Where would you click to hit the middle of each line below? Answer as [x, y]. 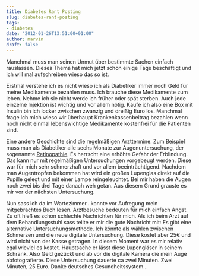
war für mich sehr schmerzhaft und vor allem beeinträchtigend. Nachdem [96, 166]
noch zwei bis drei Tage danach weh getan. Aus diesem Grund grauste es [97, 185]
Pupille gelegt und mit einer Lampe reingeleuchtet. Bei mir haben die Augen [99, 179]
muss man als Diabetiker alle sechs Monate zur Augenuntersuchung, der [95, 147]
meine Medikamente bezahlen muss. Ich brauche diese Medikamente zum [97, 92]
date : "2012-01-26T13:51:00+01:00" [50, 34]
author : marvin [25, 39]
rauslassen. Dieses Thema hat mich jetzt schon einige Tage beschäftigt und [99, 68]
